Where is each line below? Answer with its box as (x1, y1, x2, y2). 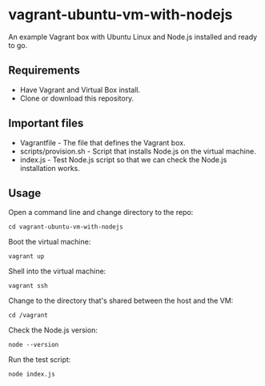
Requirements (8, 64, 80, 78)
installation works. (19, 163, 80, 173)
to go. (8, 40, 28, 50)
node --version (8, 341, 59, 349)
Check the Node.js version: (8, 325, 98, 335)
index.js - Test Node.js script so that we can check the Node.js (19, 154, 227, 165)
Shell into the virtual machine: (8, 266, 106, 277)
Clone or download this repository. (19, 94, 135, 103)
